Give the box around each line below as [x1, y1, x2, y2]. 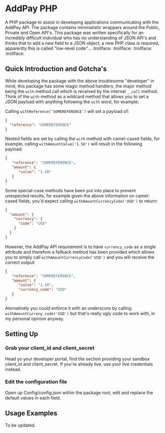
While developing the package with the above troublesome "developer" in [5, 78, 155, 84]
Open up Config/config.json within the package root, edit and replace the [5, 389, 153, 396]
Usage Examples [5, 409, 57, 418]
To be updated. [5, 422, 36, 428]
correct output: [5, 259, 36, 265]
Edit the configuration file [5, 378, 67, 385]
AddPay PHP [5, 3, 57, 14]
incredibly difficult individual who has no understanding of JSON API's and [5, 35, 156, 41]
